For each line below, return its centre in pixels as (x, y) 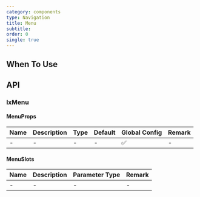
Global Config (142, 132)
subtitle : (19, 29)
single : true (23, 40)
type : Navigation (28, 18)
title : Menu (21, 23)
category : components (34, 12)
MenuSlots (20, 159)
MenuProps (21, 117)
